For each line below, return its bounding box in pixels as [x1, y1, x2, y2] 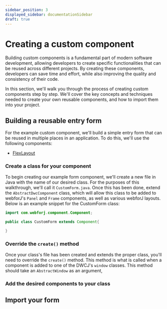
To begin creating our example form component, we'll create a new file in [5, 174, 156, 180]
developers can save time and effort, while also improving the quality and [5, 71, 156, 77]
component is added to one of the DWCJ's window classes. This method [5, 262, 153, 268]
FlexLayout [12, 150, 35, 156]
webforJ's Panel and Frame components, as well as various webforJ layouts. [5, 195, 161, 201]
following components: [5, 140, 52, 146]
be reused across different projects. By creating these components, [5, 66, 144, 72]
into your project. [5, 102, 41, 108]
